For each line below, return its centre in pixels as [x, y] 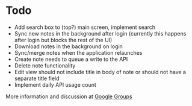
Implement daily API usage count [55, 84]
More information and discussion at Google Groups [69, 96]
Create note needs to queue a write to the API [71, 59]
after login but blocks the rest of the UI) [63, 40]
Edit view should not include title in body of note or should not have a [100, 72]
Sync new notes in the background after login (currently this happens [100, 33]
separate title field [37, 78]
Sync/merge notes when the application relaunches [78, 52]
